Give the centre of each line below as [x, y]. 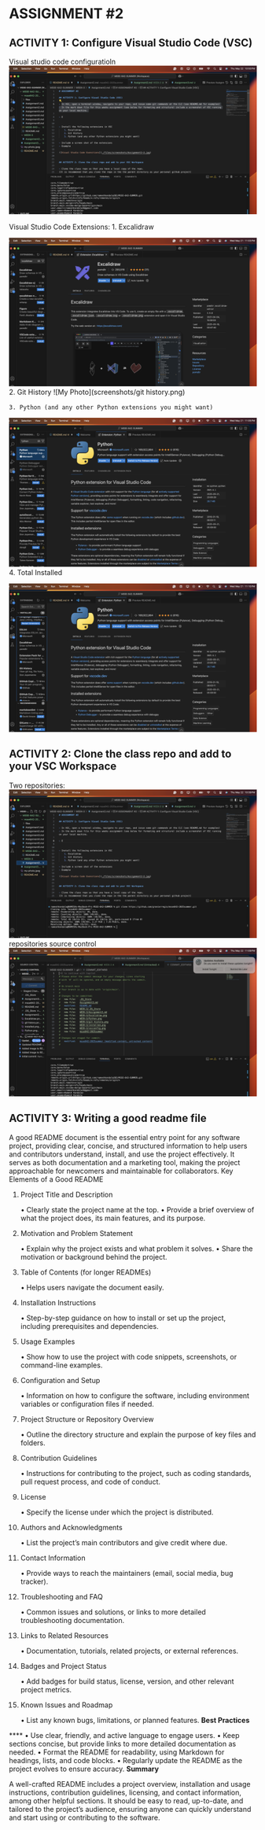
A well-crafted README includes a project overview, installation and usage [130, 1784]
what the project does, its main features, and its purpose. [113, 1218]
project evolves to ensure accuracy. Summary [84, 1769]
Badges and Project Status [63, 1666]
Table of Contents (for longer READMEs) [86, 1272]
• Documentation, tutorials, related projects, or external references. [129, 1651]
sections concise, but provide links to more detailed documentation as [123, 1743]
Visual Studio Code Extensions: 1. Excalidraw [81, 227]
